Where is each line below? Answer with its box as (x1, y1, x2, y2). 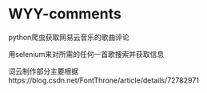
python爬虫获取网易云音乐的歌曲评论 (8, 32, 129, 42)
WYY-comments (8, 5, 121, 23)
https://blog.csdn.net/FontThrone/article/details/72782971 (8, 75, 200, 85)
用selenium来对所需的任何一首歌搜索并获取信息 (8, 49, 165, 59)
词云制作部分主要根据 (8, 66, 78, 76)
